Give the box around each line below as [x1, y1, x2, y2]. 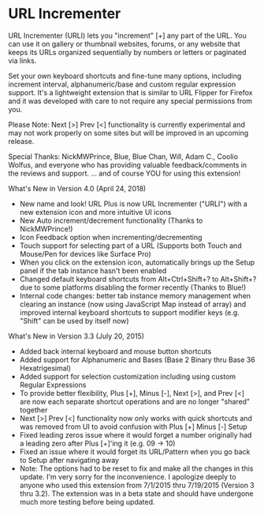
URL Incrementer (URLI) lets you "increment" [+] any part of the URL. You [8, 31, 247, 40]
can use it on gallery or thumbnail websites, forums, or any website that [8, 39, 240, 48]
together [19, 405, 48, 414]
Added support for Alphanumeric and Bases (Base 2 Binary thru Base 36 [19, 355, 256, 364]
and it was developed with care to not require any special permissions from [8, 96, 253, 105]
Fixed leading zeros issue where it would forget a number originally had [19, 430, 252, 439]
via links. [8, 56, 37, 65]
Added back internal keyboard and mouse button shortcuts [19, 346, 212, 356]
